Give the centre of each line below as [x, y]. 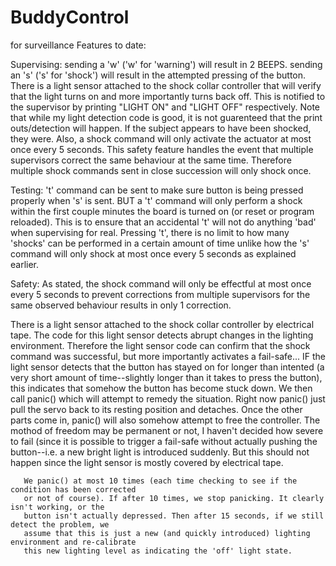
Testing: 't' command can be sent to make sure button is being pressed [157, 190]
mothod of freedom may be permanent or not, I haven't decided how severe [167, 430]
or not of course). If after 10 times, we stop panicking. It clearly [174, 498]
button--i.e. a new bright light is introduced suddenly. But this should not [160, 452]
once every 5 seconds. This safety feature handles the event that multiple [162, 149]
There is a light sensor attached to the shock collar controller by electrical [162, 324]
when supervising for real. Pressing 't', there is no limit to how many [150, 232]
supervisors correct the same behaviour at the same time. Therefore [151, 160]
